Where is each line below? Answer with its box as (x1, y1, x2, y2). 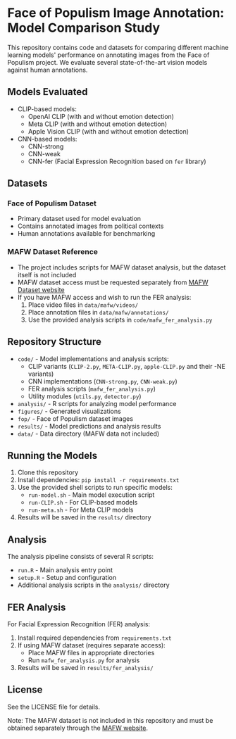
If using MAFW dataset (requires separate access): (17, 640, 166, 649)
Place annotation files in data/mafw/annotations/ (27, 308, 169, 316)
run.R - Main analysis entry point (17, 566, 113, 574)
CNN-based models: (17, 134, 77, 143)
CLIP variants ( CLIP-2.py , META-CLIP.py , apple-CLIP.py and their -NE (27, 362, 225, 370)
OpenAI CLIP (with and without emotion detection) (27, 112, 175, 120)
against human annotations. (7, 65, 88, 74)
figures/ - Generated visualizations (17, 407, 121, 415)
